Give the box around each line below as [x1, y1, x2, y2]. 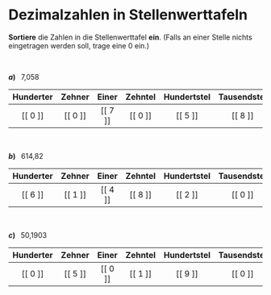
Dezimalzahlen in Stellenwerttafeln [8, 6, 248, 24]
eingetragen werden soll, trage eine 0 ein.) [8, 40, 150, 50]
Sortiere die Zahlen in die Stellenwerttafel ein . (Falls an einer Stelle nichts [8, 32, 252, 42]
